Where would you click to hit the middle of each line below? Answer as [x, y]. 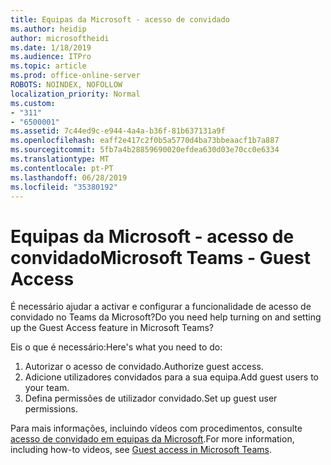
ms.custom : [33, 103]
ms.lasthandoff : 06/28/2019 [69, 177]
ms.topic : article [48, 66]
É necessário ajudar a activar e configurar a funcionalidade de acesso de [161, 307]
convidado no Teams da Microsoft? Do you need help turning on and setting [166, 317]
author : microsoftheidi [60, 38]
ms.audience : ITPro [51, 57]
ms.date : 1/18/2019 [51, 47]
